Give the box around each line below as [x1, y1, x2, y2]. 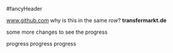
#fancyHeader [6, 5, 42, 12]
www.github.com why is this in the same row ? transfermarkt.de [6, 17, 167, 23]
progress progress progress [6, 40, 76, 47]
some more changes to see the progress [6, 28, 108, 36]
